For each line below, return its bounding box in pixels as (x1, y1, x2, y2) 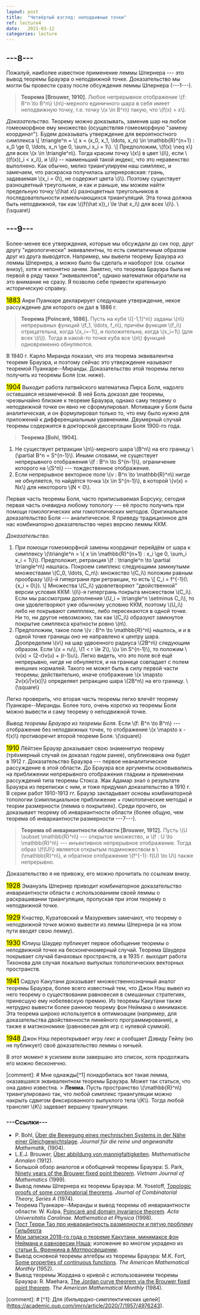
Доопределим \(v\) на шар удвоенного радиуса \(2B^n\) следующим (14, 639, 190, 646)
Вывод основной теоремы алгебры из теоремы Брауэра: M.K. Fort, (14, 1252, 186, 1260)
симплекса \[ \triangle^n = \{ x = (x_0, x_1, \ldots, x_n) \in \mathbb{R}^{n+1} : (6, 136, 195, 144)
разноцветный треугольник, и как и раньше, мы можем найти (6, 181, 165, 189)
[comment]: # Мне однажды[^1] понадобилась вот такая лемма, (6, 1071, 169, 1078)
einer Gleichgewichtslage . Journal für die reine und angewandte (14, 1138, 174, 1145)
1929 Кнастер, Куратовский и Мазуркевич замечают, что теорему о (6, 913, 182, 922)
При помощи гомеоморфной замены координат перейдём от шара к (14, 543, 191, 551)
